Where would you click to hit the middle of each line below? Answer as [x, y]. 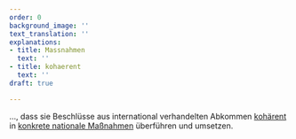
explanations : [36, 42]
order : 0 [25, 17]
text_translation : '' [49, 34]
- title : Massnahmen [48, 50]
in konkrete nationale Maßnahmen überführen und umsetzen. [121, 126]
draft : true [31, 83]
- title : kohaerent [45, 67]
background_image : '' [49, 26]
